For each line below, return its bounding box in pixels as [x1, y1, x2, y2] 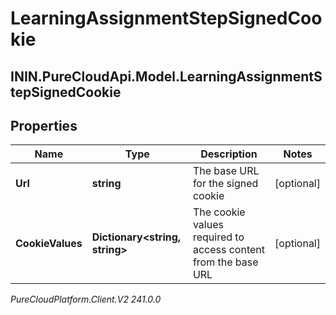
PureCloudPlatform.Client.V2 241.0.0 [10, 293, 162, 306]
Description [200, 147, 258, 161]
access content [192, 243, 265, 257]
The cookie [192, 205, 246, 219]
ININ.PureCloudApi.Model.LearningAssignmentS [10, 68, 323, 85]
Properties [10, 117, 78, 134]
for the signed [192, 177, 259, 191]
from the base [192, 255, 259, 269]
